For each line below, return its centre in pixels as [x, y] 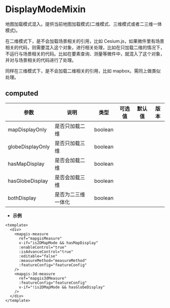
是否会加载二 [70, 160]
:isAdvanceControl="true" [46, 252]
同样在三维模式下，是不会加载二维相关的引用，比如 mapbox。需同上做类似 [83, 71]
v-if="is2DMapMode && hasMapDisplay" [58, 243]
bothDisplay [22, 198]
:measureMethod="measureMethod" [53, 260]
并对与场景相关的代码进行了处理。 [41, 60]
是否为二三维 [70, 195]
